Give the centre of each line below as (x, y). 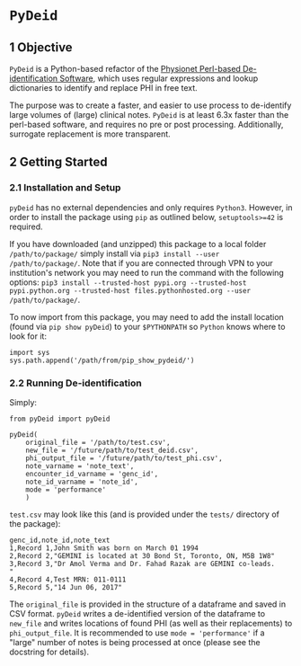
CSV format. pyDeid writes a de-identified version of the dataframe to (137, 613)
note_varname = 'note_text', (80, 466)
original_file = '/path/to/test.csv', (98, 442)
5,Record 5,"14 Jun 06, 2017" (66, 587)
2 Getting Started (58, 162)
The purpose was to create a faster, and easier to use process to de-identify (150, 105)
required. (26, 226)
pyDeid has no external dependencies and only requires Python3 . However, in (151, 207)
